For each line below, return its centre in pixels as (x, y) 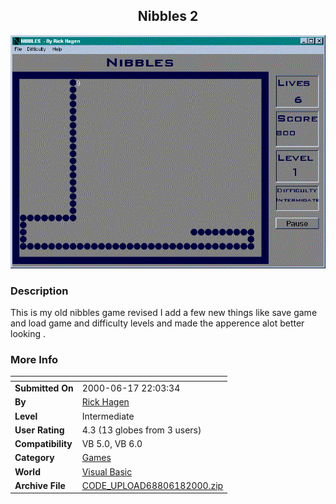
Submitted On (44, 388)
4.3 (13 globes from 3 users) (141, 430)
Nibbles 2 (168, 16)
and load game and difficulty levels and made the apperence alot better (157, 323)
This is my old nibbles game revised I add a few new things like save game (164, 313)
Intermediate (108, 416)
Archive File (40, 485)
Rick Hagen (105, 402)
